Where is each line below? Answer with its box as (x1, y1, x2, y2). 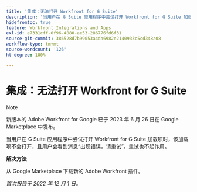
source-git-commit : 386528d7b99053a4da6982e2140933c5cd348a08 (6, 36, 161, 41)
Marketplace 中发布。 (6, 123, 59, 130)
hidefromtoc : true (6, 19, 51, 25)
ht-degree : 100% (6, 52, 46, 58)
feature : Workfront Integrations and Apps (6, 25, 111, 31)
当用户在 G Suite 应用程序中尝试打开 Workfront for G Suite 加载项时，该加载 (6, 135, 189, 142)
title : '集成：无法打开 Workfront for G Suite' (6, 8, 118, 15)
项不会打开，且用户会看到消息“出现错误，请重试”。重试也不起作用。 (6, 142, 170, 149)
